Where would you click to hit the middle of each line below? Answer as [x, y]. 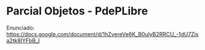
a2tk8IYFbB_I [23, 40]
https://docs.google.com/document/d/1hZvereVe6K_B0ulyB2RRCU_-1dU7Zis [103, 34]
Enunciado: [20, 28]
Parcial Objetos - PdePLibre [77, 11]
